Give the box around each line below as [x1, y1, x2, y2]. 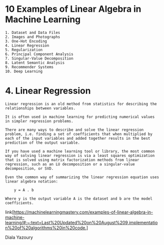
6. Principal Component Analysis [5, 52, 74, 57]
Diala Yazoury [5, 234, 33, 240]
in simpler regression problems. [5, 119, 74, 123]
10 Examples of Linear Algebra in [5, 3, 141, 15]
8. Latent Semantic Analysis [5, 60, 65, 65]
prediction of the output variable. [5, 140, 80, 145]
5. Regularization [5, 47, 43, 52]
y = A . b [14, 187, 34, 192]
